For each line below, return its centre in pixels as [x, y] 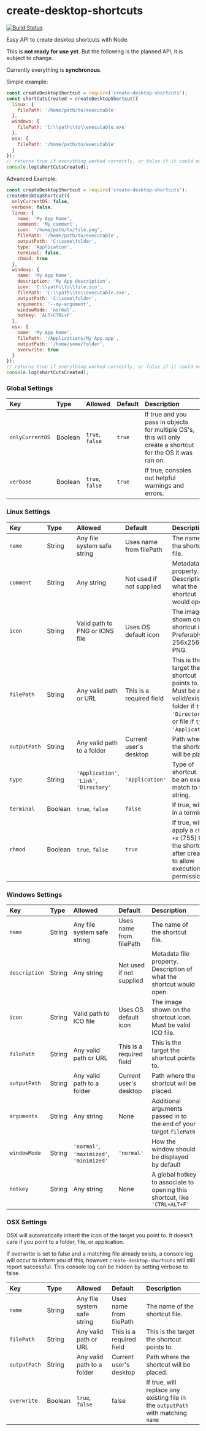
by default [166, 1164]
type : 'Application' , [45, 247]
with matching [166, 1413]
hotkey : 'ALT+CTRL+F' [45, 316]
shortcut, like [170, 1197]
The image [167, 1002]
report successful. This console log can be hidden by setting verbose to [97, 1267]
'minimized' [91, 1161]
